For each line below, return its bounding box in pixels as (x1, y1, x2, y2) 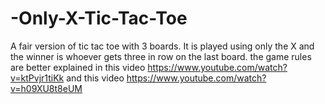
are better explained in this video (10, 61, 146, 73)
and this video (66, 72, 125, 84)
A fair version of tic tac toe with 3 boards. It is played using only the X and (10, 40, 315, 52)
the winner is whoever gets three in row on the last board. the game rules (10, 50, 312, 62)
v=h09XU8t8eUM (10, 82, 83, 94)
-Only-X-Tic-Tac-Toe (10, 7, 188, 30)
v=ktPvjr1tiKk (10, 72, 65, 84)
